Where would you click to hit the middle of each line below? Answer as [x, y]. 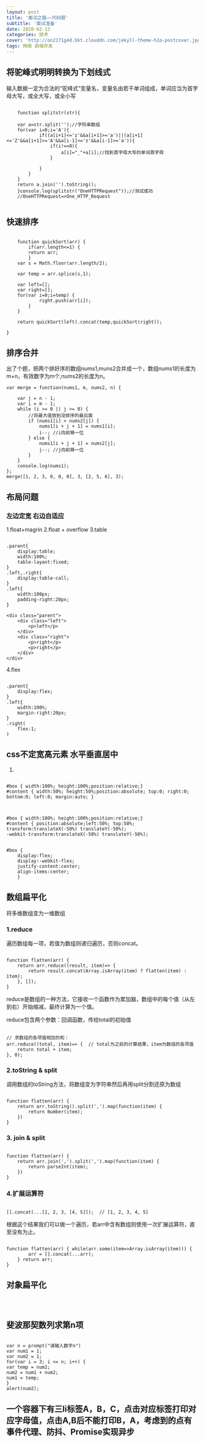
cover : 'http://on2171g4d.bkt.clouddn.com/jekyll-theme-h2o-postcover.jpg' [105, 40]
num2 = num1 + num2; [33, 1373]
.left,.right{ [24, 573]
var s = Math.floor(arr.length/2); [63, 263]
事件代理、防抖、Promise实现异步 [70, 1432]
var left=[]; [34, 285]
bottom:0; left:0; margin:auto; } [50, 797]
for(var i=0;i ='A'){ [43, 130]
